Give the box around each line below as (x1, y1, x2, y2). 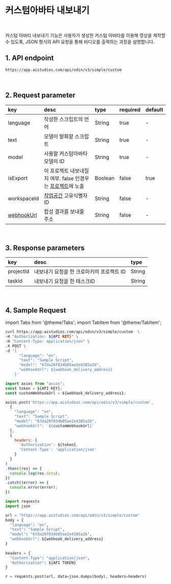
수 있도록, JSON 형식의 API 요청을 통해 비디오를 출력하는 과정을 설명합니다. (5, 39, 155, 45)
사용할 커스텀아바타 (44, 150, 88, 157)
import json (5, 504, 31, 509)
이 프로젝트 (44, 167, 69, 174)
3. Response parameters (5, 243, 85, 252)
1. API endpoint (5, 54, 54, 63)
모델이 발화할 (44, 133, 74, 140)
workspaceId (8, 194, 39, 202)
